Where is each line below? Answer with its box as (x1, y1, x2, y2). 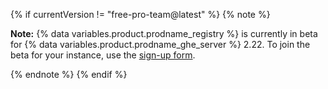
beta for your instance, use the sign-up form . (10, 49, 196, 61)
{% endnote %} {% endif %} (10, 69, 128, 80)
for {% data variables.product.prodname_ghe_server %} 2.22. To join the (10, 39, 311, 50)
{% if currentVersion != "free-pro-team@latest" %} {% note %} (10, 9, 271, 20)
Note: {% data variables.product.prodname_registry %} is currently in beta (10, 28, 318, 39)
